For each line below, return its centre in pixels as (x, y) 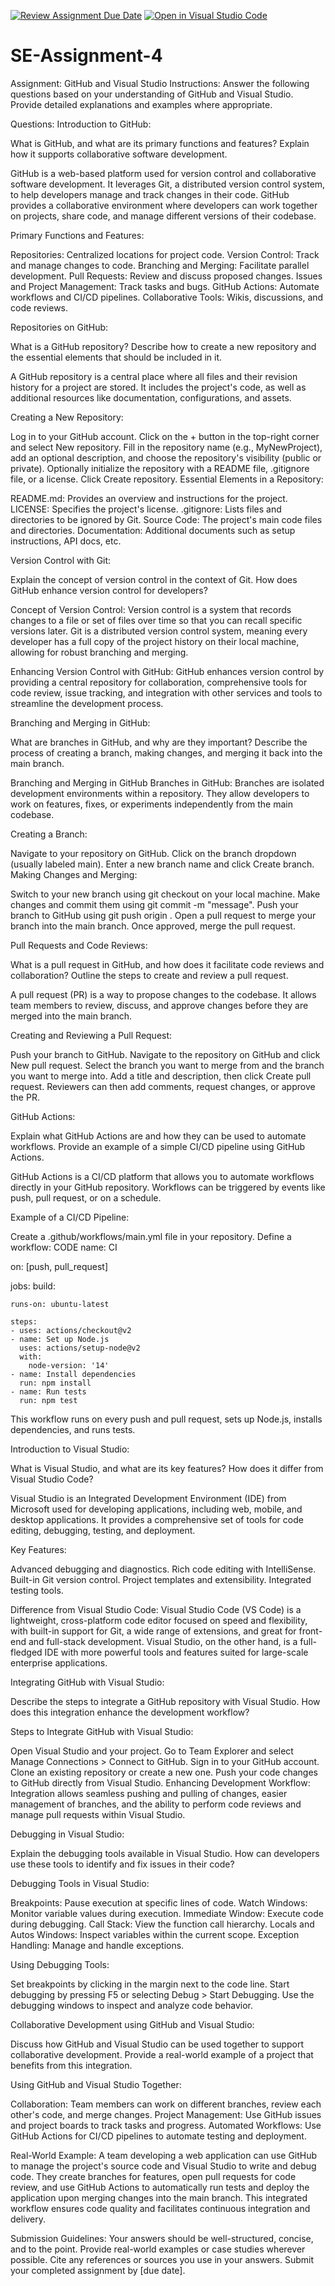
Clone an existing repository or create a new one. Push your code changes (164, 1772)
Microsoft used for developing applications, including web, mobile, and (156, 1509)
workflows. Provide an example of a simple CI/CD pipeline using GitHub (158, 1146)
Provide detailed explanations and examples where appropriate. (141, 104)
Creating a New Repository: (67, 417)
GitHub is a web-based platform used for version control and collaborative (163, 173)
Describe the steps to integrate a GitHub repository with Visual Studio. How (165, 1701)
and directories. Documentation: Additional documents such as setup (153, 530)
